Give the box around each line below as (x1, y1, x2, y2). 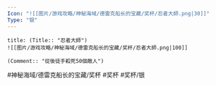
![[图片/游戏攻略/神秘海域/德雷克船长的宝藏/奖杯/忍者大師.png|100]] (7, 44, 188, 51)
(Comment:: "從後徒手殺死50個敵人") (7, 57, 105, 64)
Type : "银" (7, 17, 38, 23)
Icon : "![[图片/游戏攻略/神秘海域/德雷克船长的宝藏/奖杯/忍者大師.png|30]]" (7, 10, 210, 17)
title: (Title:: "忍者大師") (7, 37, 88, 44)
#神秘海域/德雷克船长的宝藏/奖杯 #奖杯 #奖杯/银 (7, 70, 145, 79)
